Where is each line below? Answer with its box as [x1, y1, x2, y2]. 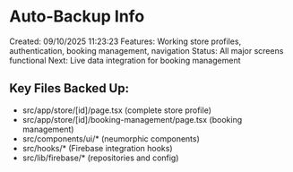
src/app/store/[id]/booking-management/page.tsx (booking [22, 114, 243, 125]
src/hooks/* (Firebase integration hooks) [22, 142, 173, 153]
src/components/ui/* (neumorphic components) [22, 133, 200, 144]
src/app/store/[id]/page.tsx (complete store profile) [22, 105, 212, 116]
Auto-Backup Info [9, 6, 145, 27]
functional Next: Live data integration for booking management [9, 55, 241, 65]
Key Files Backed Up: [9, 81, 130, 96]
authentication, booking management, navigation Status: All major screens [9, 45, 284, 56]
